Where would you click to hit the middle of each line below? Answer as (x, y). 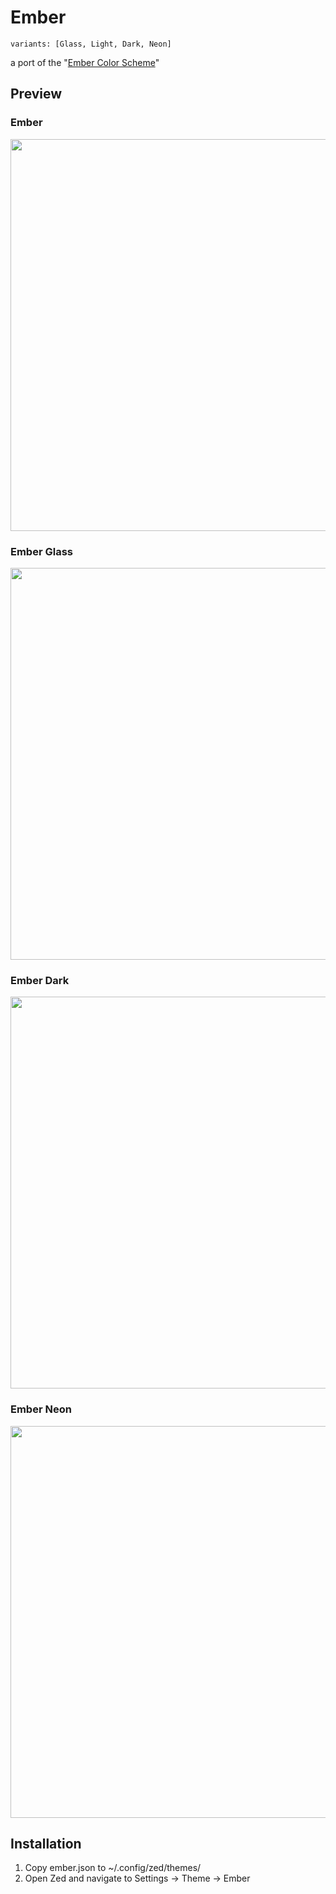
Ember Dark (40, 980)
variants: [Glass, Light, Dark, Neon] (91, 44)
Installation (46, 1843)
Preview (36, 94)
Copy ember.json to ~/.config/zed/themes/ (113, 1868)
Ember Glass (41, 551)
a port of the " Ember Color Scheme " (85, 62)
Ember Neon (41, 1409)
